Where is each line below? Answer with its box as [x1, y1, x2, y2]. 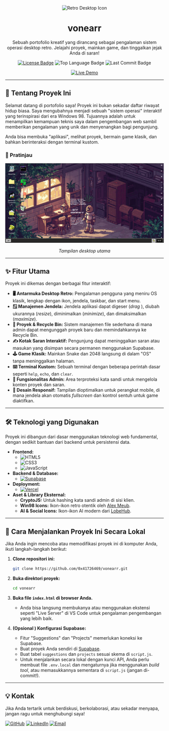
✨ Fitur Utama [5, 267, 50, 276]
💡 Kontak [5, 692, 35, 701]
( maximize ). [12, 316, 38, 322]
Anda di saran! [69, 50, 100, 56]
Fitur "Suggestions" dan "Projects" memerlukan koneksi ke [20, 635, 142, 641]
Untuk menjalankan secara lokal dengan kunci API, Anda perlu [20, 656, 149, 662]
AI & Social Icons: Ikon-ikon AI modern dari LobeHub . [20, 508, 132, 514]
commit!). [20, 672, 40, 678]
